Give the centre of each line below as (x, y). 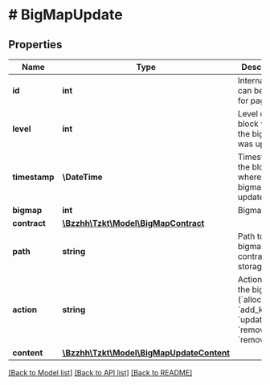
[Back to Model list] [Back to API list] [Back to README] (100, 373)
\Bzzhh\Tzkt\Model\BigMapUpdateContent (146, 353)
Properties (35, 45)
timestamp (33, 177)
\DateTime (82, 177)
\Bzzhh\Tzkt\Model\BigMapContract (133, 223)
